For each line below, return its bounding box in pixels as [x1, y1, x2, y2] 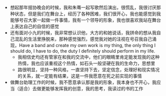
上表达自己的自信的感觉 [10, 23, 59, 29]
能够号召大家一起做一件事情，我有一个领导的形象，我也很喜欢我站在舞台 [10, 17, 161, 23]
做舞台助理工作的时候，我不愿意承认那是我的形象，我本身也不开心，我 [10, 79, 157, 85]
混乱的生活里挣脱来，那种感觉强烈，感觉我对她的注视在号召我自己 [14, 36, 152, 42]
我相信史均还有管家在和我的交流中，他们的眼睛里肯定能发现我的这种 [17, 54, 160, 60]
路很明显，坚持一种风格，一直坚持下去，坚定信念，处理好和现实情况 [17, 67, 160, 72]
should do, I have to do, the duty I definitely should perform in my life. [10, 48, 155, 54]
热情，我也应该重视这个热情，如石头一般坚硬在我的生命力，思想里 [17, 60, 155, 66]
